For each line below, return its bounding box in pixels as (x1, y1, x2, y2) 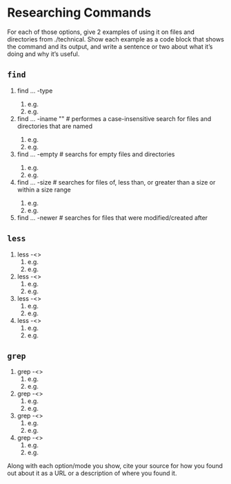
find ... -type (17, 86, 53, 95)
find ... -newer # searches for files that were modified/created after (17, 213, 208, 222)
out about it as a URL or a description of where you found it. (7, 469, 177, 478)
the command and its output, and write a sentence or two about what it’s (7, 42, 213, 50)
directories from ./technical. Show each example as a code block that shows (7, 35, 224, 43)
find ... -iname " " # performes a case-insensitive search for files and (17, 114, 212, 122)
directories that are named (17, 122, 93, 130)
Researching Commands (7, 5, 152, 21)
